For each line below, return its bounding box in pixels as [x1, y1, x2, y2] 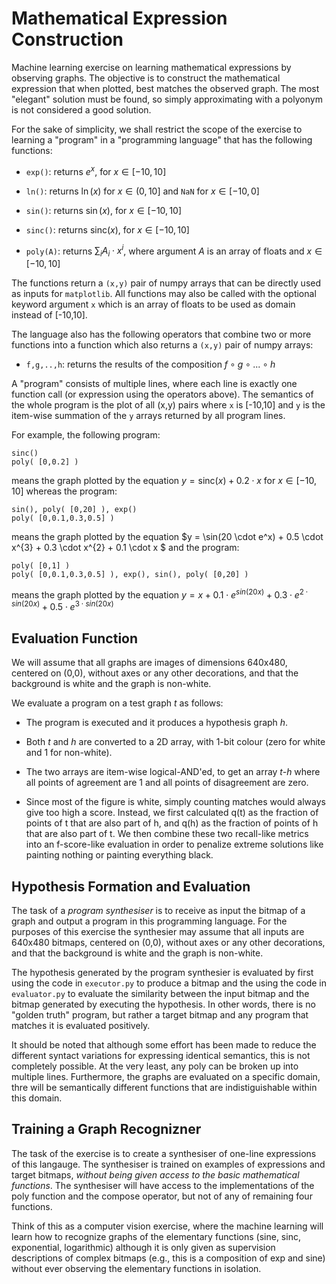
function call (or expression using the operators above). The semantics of [11, 388, 314, 401]
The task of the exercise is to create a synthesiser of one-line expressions [11, 1147, 317, 1159]
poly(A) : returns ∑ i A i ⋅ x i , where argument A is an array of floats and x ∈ [25, 243, 323, 259]
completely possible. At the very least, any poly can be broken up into [11, 1060, 299, 1072]
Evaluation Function [11, 630, 139, 647]
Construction [11, 28, 124, 51]
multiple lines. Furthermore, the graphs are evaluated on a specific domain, [11, 1070, 321, 1082]
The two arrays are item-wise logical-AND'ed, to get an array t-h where [25, 766, 321, 778]
